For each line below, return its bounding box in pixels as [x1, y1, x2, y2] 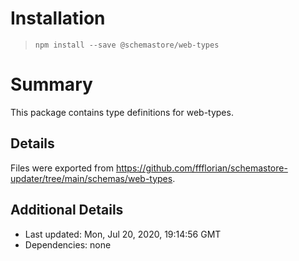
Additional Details [10, 202, 124, 219]
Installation [10, 7, 106, 30]
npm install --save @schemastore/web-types [34, 40, 220, 50]
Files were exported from [10, 162, 114, 174]
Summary [10, 73, 93, 96]
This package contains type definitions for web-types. [10, 106, 234, 118]
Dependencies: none [24, 238, 112, 251]
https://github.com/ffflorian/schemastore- [115, 162, 288, 174]
